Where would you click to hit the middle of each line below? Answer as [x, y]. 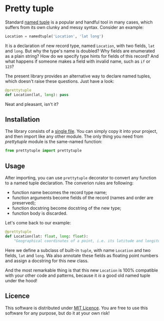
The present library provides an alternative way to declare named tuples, [78, 76]
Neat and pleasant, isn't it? [32, 104]
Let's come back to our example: [38, 223]
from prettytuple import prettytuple [43, 151]
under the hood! [21, 280]
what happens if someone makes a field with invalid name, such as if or [78, 61]
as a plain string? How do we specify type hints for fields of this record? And [82, 56]
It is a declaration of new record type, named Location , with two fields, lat [80, 46]
